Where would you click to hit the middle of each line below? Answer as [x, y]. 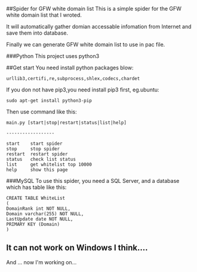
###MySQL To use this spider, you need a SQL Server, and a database [93, 181]
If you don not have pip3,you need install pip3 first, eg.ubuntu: [83, 90]
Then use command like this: [41, 112]
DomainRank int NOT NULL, [38, 209]
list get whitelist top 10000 [49, 164]
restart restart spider [37, 154]
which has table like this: [36, 187]
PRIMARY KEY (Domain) [33, 224]
